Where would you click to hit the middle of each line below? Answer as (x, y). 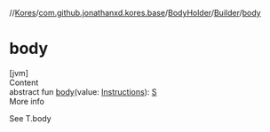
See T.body (30, 118)
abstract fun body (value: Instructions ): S (83, 91)
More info (27, 101)
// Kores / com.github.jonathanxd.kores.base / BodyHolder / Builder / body (135, 13)
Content (24, 82)
